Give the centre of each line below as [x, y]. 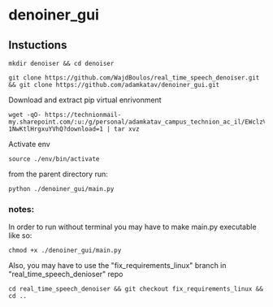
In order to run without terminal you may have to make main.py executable [133, 227]
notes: [22, 209]
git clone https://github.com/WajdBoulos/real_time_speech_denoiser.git [134, 78]
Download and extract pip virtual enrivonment [85, 100]
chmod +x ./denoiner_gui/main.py [65, 251]
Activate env [29, 144]
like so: [20, 236]
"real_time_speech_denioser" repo [66, 275]
